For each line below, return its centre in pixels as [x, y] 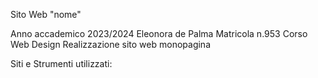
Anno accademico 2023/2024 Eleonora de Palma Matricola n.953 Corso [159, 33]
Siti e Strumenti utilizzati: [61, 63]
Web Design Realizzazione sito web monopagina [110, 44]
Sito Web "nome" [46, 14]
